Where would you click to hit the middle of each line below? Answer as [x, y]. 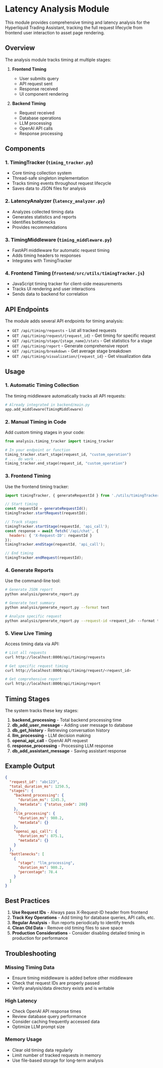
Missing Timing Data [30, 967]
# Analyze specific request [33, 616]
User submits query [39, 78]
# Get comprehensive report [33, 679]
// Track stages [21, 522]
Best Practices [27, 901]
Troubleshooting [31, 953]
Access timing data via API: [32, 644]
